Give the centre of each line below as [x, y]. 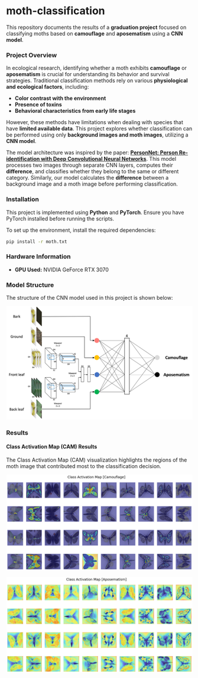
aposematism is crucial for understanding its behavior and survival [88, 74]
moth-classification [56, 11]
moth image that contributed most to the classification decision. [84, 466]
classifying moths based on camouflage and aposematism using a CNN [95, 33]
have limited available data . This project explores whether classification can [99, 129]
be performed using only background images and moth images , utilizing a [97, 135]
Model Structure [30, 285]
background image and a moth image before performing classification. [92, 184]
